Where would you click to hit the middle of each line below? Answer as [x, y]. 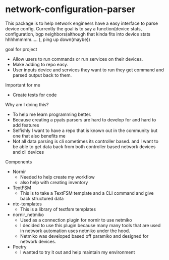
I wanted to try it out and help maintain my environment [77, 252]
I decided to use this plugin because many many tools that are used [90, 225]
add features [26, 125]
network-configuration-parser [70, 9]
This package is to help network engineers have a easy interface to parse [81, 23]
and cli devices [28, 152]
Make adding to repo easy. [40, 64]
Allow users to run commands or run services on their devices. [78, 59]
